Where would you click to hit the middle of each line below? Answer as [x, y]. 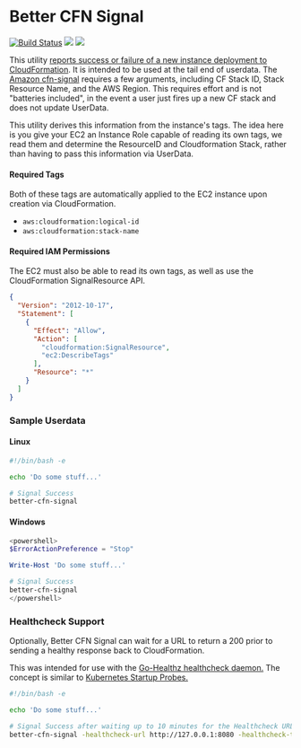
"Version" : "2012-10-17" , [66, 306]
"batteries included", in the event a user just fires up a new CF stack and [142, 98]
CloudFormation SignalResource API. [77, 281]
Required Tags [37, 174]
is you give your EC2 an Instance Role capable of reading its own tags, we [146, 134]
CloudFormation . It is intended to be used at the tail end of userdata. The [143, 69]
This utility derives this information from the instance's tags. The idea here [146, 125]
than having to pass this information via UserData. [102, 154]
